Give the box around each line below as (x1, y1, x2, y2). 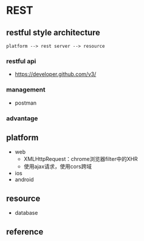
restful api (6, 57, 36, 65)
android (14, 176, 34, 183)
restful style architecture (6, 28, 101, 38)
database (14, 209, 38, 216)
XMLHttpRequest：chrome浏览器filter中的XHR (23, 155, 138, 163)
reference (6, 227, 43, 237)
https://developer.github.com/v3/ (14, 71, 96, 78)
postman (14, 99, 37, 106)
